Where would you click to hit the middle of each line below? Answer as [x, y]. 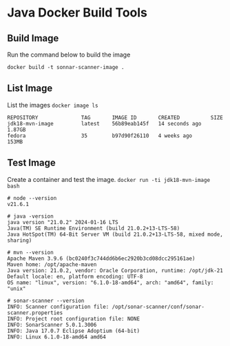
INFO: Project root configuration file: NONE [73, 318]
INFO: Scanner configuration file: [58, 307]
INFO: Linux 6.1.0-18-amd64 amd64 [57, 337]
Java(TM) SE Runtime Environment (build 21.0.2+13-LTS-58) [94, 228]
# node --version [32, 198]
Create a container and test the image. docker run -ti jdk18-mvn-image [109, 179]
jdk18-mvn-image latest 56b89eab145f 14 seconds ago [104, 123]
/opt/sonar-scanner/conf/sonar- [158, 307]
